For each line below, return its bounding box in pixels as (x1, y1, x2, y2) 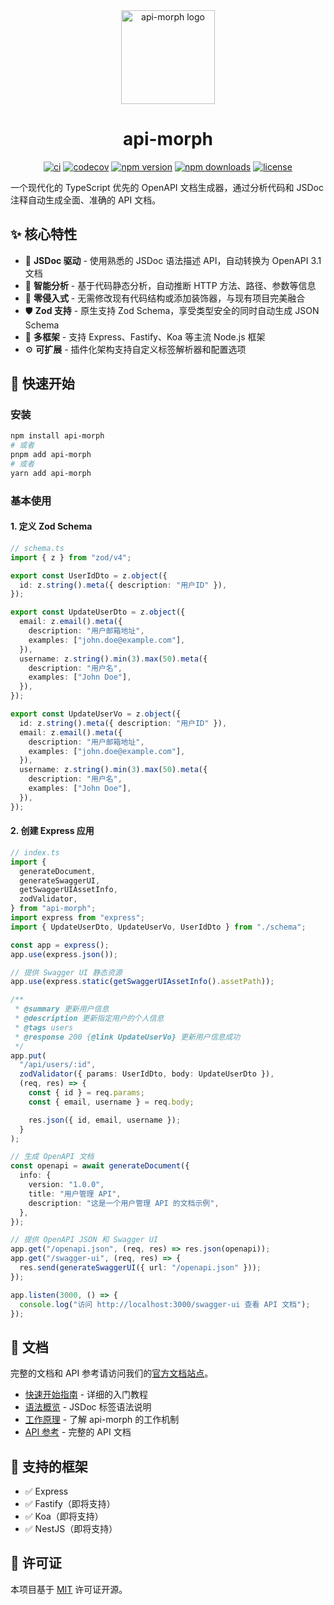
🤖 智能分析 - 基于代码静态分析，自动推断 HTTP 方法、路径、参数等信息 (24, 279, 317, 291)
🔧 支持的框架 (10, 1458, 88, 1475)
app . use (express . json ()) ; (10, 949, 118, 959)
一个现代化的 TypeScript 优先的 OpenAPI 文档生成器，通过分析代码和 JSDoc (10, 181, 324, 193)
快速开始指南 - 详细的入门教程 (24, 1389, 149, 1401)
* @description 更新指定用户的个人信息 (14, 1014, 165, 1024)
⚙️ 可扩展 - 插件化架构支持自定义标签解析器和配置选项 (24, 343, 247, 355)
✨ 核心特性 (10, 226, 78, 243)
